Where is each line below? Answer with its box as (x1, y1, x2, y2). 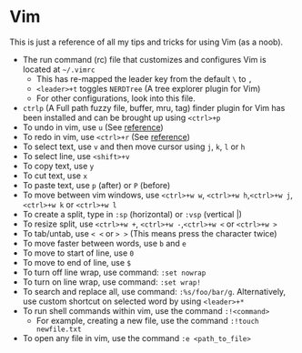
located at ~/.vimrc (22, 64, 96, 75)
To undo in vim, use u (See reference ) (22, 121, 164, 133)
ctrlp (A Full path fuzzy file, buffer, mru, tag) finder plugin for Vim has (22, 102, 286, 113)
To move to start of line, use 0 (22, 247, 135, 258)
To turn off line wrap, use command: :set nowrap (22, 267, 206, 277)
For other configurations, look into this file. (35, 93, 196, 104)
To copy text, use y (22, 160, 95, 171)
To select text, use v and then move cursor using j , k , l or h (22, 141, 246, 152)
